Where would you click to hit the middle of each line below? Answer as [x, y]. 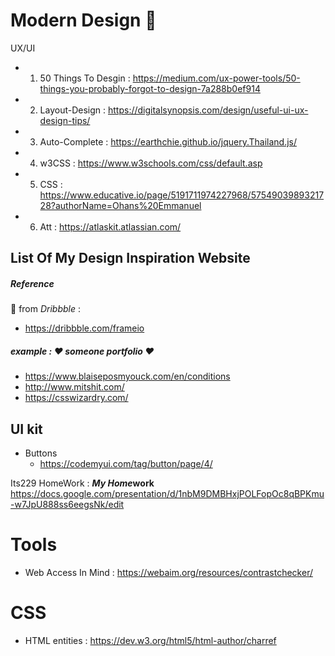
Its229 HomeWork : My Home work [82, 483]
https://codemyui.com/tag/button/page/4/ [126, 464]
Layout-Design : [73, 110]
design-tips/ [65, 120]
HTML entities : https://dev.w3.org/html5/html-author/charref [150, 640]
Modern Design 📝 [83, 20]
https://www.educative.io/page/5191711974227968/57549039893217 [182, 195]
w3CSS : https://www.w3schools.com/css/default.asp [151, 163]
